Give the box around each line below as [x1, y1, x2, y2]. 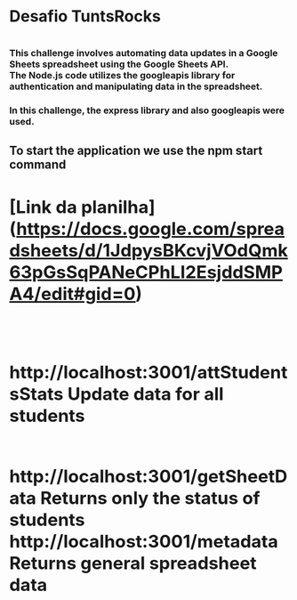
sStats [9, 382, 64, 405]
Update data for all [67, 382, 224, 405]
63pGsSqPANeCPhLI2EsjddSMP [9, 260, 283, 283]
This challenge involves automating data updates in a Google [9, 47, 278, 60]
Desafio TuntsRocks [9, 6, 162, 27]
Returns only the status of [39, 487, 261, 509]
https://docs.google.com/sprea [16, 216, 285, 239]
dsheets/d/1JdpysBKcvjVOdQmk [9, 239, 289, 262]
